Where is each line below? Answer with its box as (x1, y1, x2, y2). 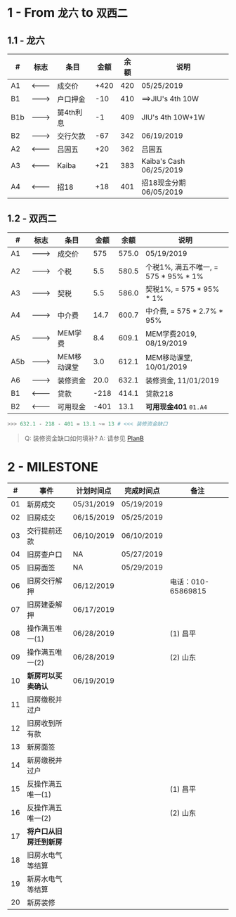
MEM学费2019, (145, 328, 197, 338)
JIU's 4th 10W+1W (141, 113, 205, 122)
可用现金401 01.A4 (145, 402, 208, 411)
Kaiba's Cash (141, 156, 185, 166)
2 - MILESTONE (7, 458, 98, 475)
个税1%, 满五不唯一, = (145, 262, 219, 271)
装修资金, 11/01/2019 (145, 376, 219, 385)
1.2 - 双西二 (7, 212, 58, 225)
